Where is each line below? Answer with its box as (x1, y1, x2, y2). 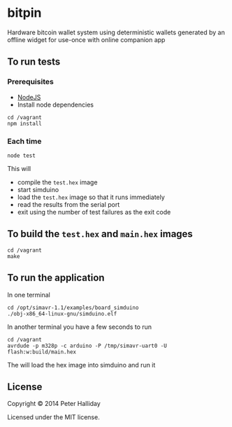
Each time (7, 136, 42, 146)
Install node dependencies (17, 100, 94, 109)
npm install (7, 120, 42, 127)
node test (7, 152, 36, 159)
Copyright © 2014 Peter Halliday (7, 400, 101, 408)
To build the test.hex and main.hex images (7, 228, 194, 240)
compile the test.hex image (17, 177, 98, 187)
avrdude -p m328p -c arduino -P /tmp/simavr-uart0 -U (7, 342, 168, 349)
